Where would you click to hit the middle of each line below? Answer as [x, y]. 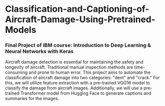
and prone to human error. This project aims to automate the [90, 73]
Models [21, 30]
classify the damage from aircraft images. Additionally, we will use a [74, 88]
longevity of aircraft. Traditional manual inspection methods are [69, 67]
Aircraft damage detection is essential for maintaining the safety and [74, 62]
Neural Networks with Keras [39, 52]
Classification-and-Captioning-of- [77, 9]
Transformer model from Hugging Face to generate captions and [86, 93]
